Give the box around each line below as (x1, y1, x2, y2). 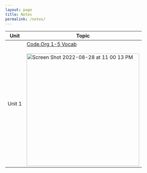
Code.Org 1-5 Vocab (26, 41, 77, 48)
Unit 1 (7, 100, 22, 107)
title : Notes (5, 12, 32, 17)
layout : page (5, 7, 32, 12)
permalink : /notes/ (5, 16, 46, 21)
